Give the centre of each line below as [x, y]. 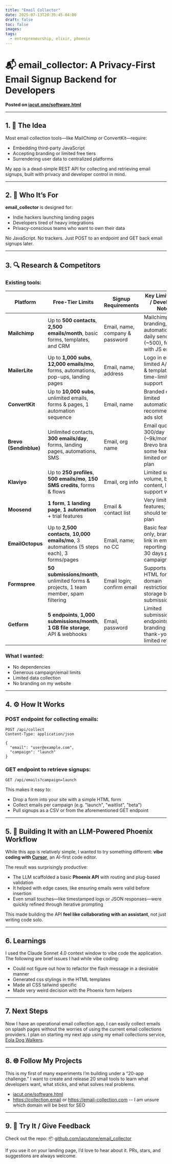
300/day [154, 432]
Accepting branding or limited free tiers [54, 153]
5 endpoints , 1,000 [71, 615]
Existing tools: [24, 282]
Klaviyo [17, 482]
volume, [153, 479]
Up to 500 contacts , [72, 320]
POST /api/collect [25, 730]
